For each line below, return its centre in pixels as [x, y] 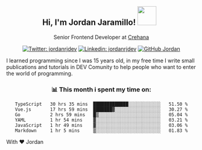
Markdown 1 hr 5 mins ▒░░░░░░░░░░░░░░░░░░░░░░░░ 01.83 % [101, 131]
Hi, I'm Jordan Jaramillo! [89, 23]
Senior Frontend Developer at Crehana [101, 37]
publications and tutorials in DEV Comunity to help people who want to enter [101, 67]
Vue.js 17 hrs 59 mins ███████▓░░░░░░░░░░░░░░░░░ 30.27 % [101, 109]
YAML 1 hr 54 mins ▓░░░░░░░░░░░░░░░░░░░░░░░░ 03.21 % [101, 120]
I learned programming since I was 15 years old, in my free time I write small [100, 60]
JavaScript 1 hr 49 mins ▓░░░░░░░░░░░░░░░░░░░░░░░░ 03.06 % [101, 126]
